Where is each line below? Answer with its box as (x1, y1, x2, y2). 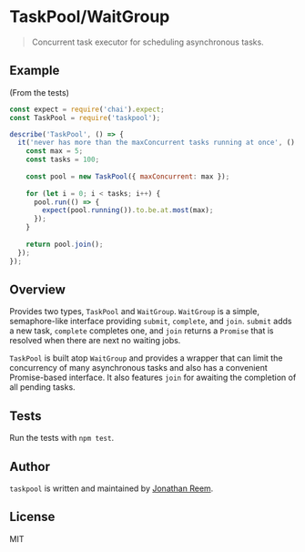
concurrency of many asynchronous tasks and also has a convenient (9, 363, 268, 373)
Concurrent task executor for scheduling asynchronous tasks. (31, 36, 264, 47)
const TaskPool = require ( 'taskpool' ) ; (9, 113, 161, 122)
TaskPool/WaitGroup (9, 6, 170, 27)
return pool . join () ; (25, 240, 104, 249)
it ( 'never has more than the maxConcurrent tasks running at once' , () (17, 138, 296, 148)
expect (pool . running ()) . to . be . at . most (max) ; (42, 206, 214, 215)
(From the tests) (9, 87, 70, 97)
